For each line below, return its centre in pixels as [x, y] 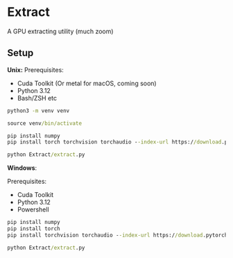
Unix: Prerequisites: [35, 69]
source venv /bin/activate [44, 123]
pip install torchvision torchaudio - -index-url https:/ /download [105, 235]
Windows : [22, 168]
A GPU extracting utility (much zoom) [60, 31]
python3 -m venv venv [38, 111]
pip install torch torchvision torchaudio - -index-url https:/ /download [114, 142]
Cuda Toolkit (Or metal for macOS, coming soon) [87, 83]
